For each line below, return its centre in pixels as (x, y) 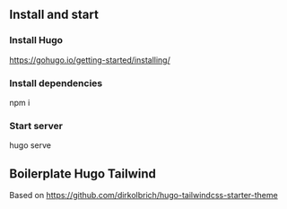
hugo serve (30, 145)
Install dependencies (56, 83)
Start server (36, 126)
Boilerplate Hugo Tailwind (83, 174)
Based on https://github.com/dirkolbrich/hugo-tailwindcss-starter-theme (143, 196)
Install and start (54, 15)
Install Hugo (36, 40)
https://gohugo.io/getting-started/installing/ (90, 60)
